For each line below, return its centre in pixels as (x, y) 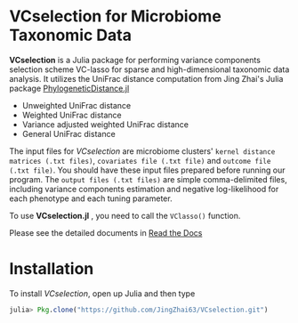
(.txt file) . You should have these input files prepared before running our (147, 170)
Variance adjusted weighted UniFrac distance (105, 124)
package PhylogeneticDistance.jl (69, 88)
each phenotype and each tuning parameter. (91, 198)
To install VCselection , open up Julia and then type (102, 293)
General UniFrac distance (68, 133)
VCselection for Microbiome (116, 16)
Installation (52, 269)
